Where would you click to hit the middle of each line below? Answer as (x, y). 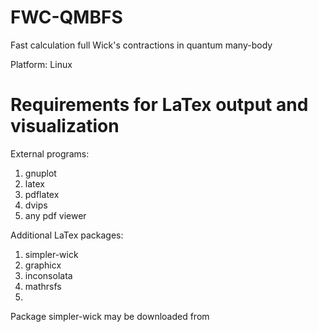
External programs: (50, 153)
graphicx (43, 265)
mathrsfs (43, 286)
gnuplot (40, 173)
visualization (65, 126)
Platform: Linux (41, 64)
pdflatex (42, 194)
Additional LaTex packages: (67, 235)
